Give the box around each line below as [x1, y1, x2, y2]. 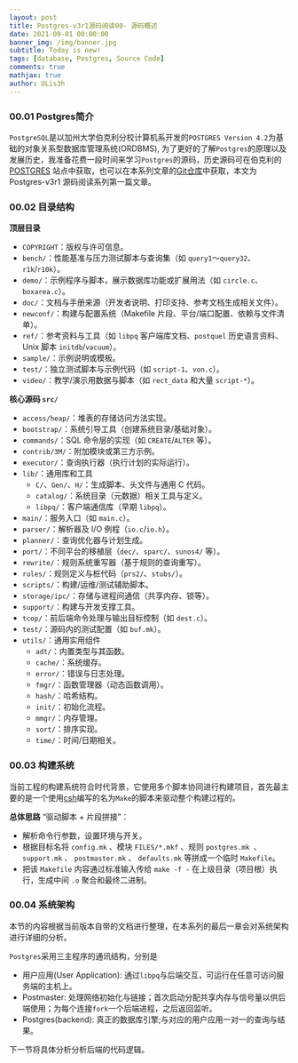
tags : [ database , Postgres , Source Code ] [9, 54, 165, 63]
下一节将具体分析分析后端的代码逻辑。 [9, 1043, 149, 1054]
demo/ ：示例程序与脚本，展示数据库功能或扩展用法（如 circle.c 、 [21, 275, 263, 285]
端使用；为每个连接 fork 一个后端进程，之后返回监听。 [21, 1003, 217, 1013]
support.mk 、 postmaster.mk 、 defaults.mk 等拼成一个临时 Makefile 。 [21, 852, 281, 863]
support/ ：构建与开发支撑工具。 [21, 602, 140, 612]
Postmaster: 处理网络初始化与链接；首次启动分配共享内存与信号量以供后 [21, 992, 286, 1003]
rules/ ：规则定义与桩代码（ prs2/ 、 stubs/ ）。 [21, 568, 188, 579]
